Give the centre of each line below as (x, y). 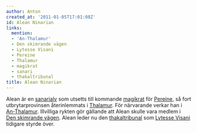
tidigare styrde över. (30, 124)
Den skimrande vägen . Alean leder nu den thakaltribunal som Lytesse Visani (98, 117)
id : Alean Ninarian (30, 22)
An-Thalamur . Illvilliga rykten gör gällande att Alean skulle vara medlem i (94, 111)
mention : (22, 33)
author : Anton (24, 11)
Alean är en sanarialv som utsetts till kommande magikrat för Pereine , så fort (98, 99)
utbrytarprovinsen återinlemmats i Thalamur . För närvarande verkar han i (94, 105)
